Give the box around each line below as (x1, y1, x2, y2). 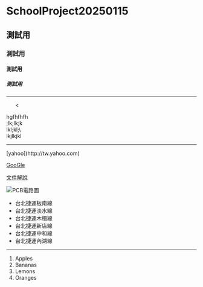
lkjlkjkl (6, 133, 22, 140)
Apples (14, 255, 33, 262)
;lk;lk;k (6, 119, 23, 127)
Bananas (14, 261, 37, 269)
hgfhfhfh (6, 113, 28, 121)
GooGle (6, 162, 25, 169)
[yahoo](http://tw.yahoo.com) (6, 150, 80, 157)
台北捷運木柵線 (14, 215, 53, 222)
